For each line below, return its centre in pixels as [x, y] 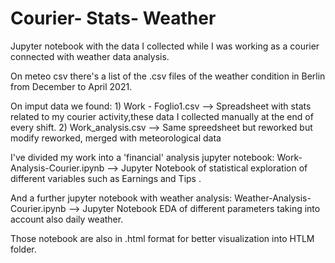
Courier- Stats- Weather [113, 18]
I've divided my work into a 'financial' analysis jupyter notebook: [142, 157]
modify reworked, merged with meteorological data [116, 138]
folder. [23, 249]
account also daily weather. [67, 219]
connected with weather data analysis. [90, 56]
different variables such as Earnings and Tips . [106, 178]
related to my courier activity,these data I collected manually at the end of [162, 116]
